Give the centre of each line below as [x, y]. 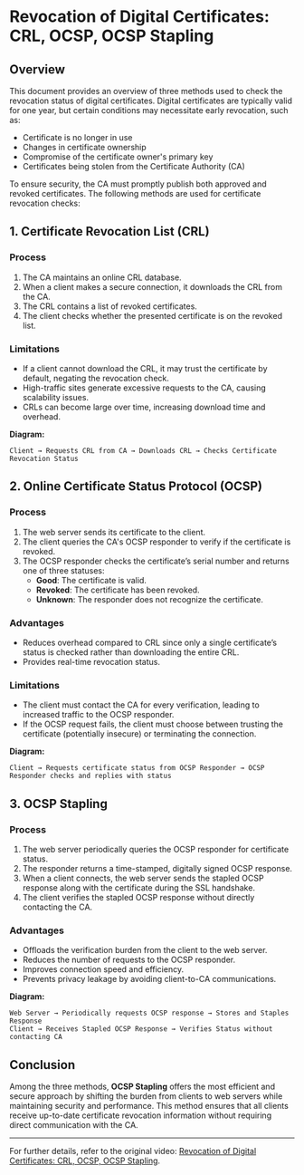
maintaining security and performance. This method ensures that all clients [149, 1106]
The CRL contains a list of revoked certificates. [109, 306]
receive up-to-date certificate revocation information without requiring [141, 1115]
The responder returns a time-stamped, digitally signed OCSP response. [157, 868]
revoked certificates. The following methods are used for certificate [135, 193]
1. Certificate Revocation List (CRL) [109, 231]
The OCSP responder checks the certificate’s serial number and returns [156, 561]
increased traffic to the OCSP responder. [98, 715]
